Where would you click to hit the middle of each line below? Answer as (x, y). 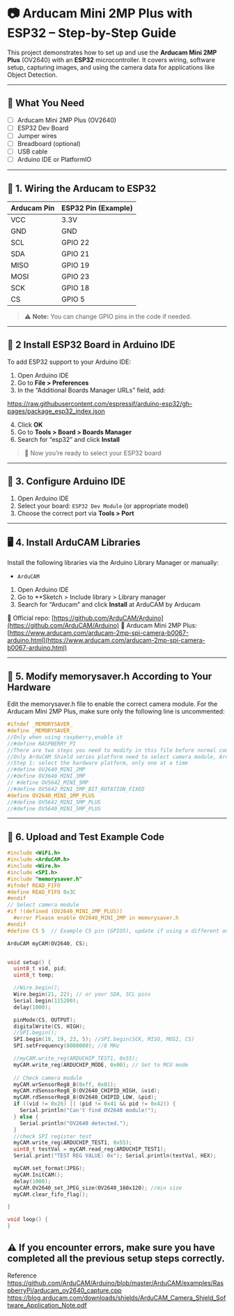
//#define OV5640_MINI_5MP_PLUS (54, 808)
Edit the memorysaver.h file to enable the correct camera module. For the (112, 704)
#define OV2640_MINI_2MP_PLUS (51, 796)
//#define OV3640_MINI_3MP (46, 776)
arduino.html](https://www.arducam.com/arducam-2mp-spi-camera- (106, 640)
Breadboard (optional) (49, 143)
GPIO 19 (76, 265)
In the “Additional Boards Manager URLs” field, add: (91, 390)
